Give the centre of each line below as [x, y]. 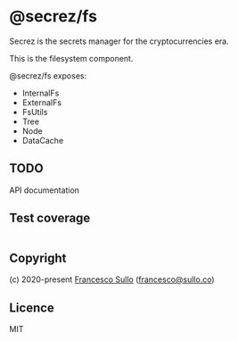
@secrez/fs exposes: [48, 75]
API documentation [45, 190]
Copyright [38, 258]
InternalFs [41, 93]
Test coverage [50, 218]
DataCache [43, 140]
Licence [32, 308]
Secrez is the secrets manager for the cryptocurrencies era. [119, 41]
